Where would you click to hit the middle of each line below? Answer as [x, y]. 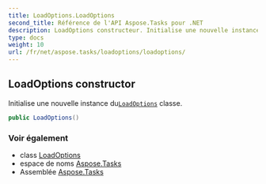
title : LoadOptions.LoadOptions [61, 15]
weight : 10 [26, 45]
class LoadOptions [50, 155]
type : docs [26, 38]
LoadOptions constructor [72, 84]
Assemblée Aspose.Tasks [62, 171]
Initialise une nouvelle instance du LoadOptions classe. [95, 103]
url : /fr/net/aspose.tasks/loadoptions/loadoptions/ [97, 52]
